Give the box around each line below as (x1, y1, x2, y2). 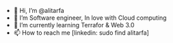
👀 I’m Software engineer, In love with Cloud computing (13, 14, 167, 22)
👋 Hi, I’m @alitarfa (13, 7, 64, 14)
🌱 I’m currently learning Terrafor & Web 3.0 (13, 21, 135, 29)
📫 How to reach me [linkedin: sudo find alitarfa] (13, 29, 149, 37)
